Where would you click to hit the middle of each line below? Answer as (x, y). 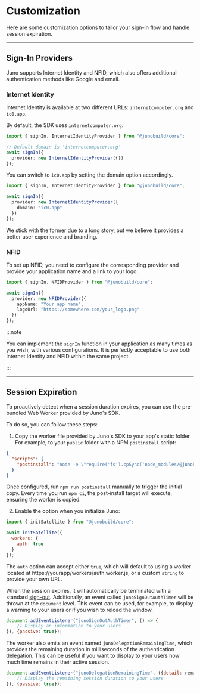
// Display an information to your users (69, 626)
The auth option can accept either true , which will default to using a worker (99, 566)
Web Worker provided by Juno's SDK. (74, 413)
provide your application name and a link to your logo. (72, 271)
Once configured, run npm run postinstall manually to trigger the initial (94, 487)
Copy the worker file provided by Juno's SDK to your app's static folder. (103, 436)
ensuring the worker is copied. (44, 500)
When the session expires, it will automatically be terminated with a (89, 590)
